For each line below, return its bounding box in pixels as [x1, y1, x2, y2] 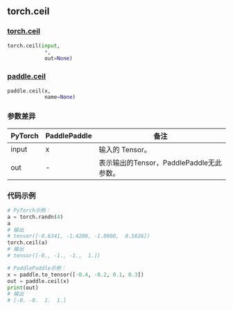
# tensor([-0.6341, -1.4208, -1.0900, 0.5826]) [7, 233, 150, 240]
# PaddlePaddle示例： [7, 264, 67, 272]
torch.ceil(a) [7, 239, 49, 246]
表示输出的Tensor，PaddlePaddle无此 [98, 158, 223, 168]
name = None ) [44, 94, 76, 101]
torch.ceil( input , [7, 42, 60, 49]
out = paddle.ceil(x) [7, 277, 70, 284]
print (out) [7, 284, 39, 291]
